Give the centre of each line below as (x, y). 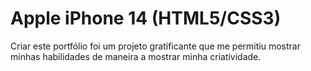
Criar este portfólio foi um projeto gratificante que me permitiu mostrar (155, 46)
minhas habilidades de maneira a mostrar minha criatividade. (136, 56)
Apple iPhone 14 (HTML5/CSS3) (146, 18)
